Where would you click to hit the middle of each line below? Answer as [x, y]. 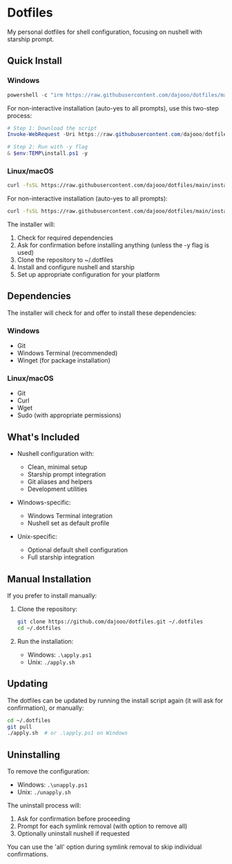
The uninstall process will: [44, 805]
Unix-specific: [37, 537]
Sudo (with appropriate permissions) [69, 415]
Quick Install [35, 61]
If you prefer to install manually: [52, 596]
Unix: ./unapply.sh [44, 792]
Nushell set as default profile [68, 524]
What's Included [43, 437]
